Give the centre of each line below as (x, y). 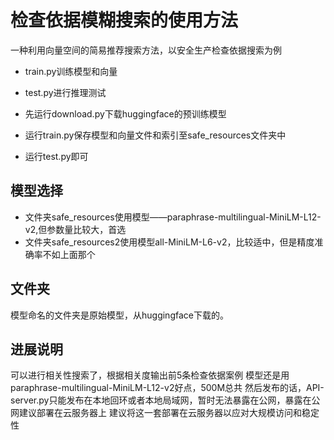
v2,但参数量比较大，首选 (75, 229)
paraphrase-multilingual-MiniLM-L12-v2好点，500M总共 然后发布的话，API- (167, 388)
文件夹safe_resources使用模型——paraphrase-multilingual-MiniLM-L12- (173, 217)
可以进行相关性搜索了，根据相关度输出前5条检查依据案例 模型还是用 (150, 375)
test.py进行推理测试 (65, 92)
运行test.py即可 (56, 156)
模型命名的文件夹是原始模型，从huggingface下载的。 (119, 315)
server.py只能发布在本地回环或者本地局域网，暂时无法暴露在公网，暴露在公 (165, 400)
